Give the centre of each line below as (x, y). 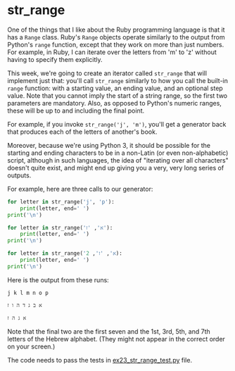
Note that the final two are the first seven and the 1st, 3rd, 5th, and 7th (109, 331)
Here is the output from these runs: (58, 279)
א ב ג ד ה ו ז (25, 305)
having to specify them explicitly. (55, 59)
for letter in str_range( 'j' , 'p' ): (61, 202)
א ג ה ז (17, 318)
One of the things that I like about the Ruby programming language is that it (116, 30)
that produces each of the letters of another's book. (82, 132)
